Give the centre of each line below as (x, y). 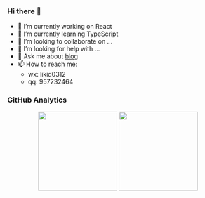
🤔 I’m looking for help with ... (59, 49)
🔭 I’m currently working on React (65, 27)
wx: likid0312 (47, 74)
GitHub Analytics (37, 100)
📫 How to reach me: (47, 64)
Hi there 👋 (25, 11)
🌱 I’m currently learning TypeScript (68, 34)
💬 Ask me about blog (48, 56)
